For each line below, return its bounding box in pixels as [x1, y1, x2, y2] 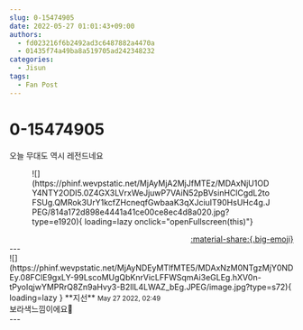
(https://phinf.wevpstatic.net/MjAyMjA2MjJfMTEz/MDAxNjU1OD [32, 178, 270, 188]
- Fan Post [17, 80, 59, 89]
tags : [9, 72, 30, 81]
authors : [9, 30, 42, 39]
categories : [9, 55, 54, 64]
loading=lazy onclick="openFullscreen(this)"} [84, 215, 254, 226]
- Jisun [17, 64, 47, 73]
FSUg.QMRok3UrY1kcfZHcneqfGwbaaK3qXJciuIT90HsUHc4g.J [32, 197, 271, 207]
